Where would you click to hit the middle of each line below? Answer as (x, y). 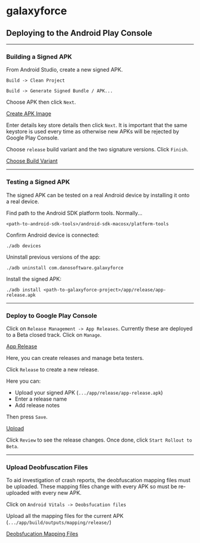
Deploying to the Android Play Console (79, 33)
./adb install (24, 290)
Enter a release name (41, 399)
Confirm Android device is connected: (53, 235)
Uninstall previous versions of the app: (54, 257)
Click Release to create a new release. (53, 369)
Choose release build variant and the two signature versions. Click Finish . (97, 150)
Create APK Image (29, 114)
